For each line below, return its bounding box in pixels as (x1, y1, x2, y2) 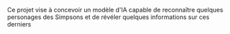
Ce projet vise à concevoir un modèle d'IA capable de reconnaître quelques (7, 6, 224, 14)
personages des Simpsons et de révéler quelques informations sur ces (7, 13, 210, 21)
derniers (7, 20, 31, 28)
